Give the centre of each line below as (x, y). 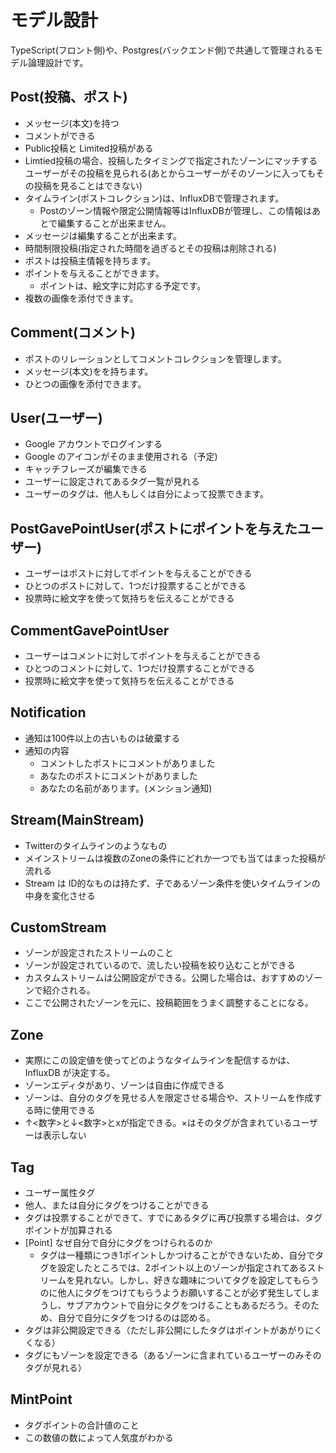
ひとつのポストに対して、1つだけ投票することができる (135, 586)
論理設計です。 (58, 62)
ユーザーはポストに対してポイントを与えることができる (138, 573)
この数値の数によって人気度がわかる (99, 1437)
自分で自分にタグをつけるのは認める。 (136, 1318)
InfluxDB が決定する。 (70, 1073)
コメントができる (60, 135)
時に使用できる (64, 1110)
